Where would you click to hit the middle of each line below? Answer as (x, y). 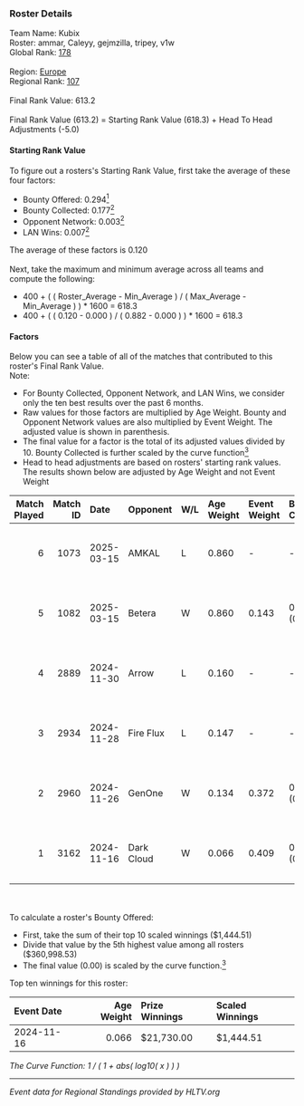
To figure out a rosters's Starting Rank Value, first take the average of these (150, 170)
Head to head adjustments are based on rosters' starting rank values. (152, 462)
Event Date (38, 1011)
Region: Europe (38, 72)
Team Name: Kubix (44, 34)
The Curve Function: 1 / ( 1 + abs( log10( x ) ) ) (95, 1065)
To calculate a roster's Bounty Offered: (81, 917)
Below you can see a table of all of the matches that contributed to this (141, 357)
